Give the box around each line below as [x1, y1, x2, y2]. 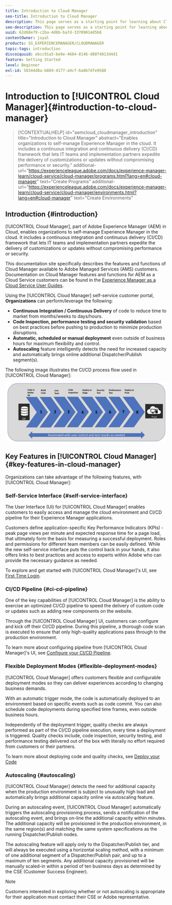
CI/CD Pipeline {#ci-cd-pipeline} [5, 586, 88, 593]
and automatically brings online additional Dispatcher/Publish [12, 352, 142, 357]
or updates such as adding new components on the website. [5, 608, 133, 614]
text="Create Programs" [40, 179, 91, 185]
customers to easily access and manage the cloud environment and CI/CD [5, 509, 162, 515]
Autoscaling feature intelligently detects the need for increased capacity [12, 346, 167, 352]
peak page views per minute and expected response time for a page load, [5, 530, 161, 536]
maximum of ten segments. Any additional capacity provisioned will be [5, 858, 155, 864]
